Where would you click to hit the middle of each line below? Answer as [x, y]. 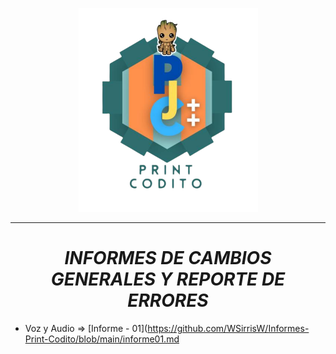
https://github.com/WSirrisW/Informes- [228, 328]
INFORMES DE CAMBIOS [168, 258]
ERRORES [168, 300]
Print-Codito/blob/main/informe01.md [102, 339]
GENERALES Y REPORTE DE [168, 279]
